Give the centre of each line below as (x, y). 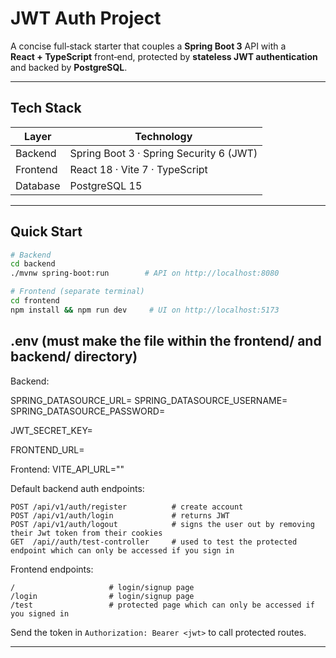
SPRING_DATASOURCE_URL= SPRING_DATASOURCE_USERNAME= (149, 400)
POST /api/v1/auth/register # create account (127, 507)
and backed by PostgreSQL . (69, 67)
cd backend (33, 264)
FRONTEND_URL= (47, 449)
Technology (163, 136)
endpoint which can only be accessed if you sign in (122, 550)
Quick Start (46, 232)
